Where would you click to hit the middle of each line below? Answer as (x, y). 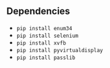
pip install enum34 (44, 28)
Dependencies (38, 11)
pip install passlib (46, 58)
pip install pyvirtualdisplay (60, 50)
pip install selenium (47, 36)
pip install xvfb (41, 43)
